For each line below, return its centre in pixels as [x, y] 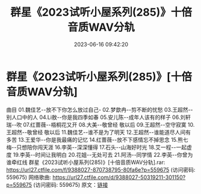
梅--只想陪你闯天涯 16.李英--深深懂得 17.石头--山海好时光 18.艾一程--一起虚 [99, 147]
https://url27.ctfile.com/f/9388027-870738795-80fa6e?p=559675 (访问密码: [101, 169]
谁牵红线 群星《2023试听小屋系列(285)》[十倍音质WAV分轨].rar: [86, 162]
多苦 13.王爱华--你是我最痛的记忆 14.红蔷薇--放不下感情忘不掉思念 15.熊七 [97, 139]
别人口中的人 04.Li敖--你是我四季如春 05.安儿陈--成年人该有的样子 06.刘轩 [99, 117]
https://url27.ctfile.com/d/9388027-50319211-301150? [119, 177]
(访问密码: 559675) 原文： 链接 [70, 184]
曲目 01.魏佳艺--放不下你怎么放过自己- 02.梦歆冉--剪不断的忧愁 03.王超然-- [100, 109]
